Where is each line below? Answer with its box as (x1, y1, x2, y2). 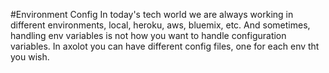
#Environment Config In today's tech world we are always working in (10, 9, 294, 20)
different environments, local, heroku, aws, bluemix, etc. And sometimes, (10, 19, 311, 31)
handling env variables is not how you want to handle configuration (10, 30, 287, 41)
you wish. (10, 51, 50, 63)
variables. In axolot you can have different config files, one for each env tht (10, 40, 320, 52)
